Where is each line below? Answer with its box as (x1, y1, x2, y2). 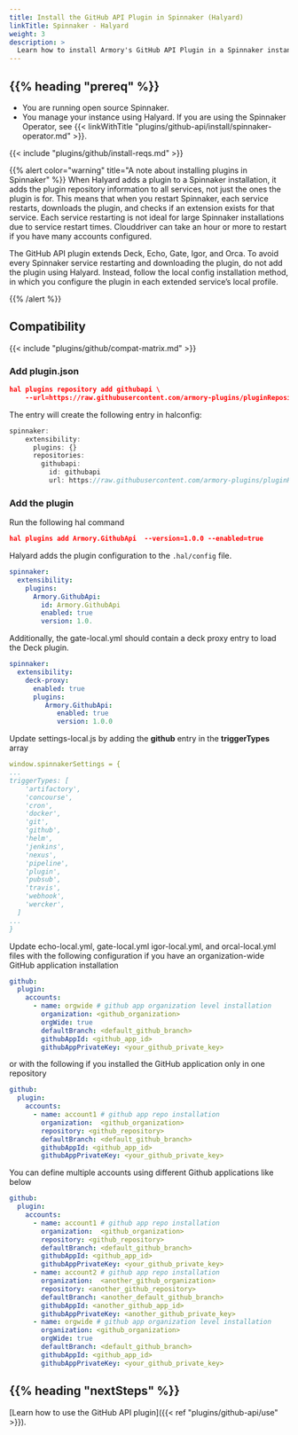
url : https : (48, 476, 93, 485)
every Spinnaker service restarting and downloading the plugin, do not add (9, 257, 283, 268)
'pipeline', (25, 859, 69, 867)
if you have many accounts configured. (9, 231, 153, 241)
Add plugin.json (9, 365, 80, 377)
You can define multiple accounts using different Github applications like (9, 1167, 274, 1178)
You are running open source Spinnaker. (21, 102, 169, 113)
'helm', (25, 835, 53, 843)
